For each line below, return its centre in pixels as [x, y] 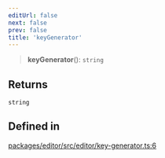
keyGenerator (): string [66, 60]
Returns [28, 85]
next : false [27, 23]
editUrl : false [33, 15]
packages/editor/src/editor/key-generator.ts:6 [82, 145]
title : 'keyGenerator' [45, 37]
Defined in [34, 127]
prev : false [27, 30]
